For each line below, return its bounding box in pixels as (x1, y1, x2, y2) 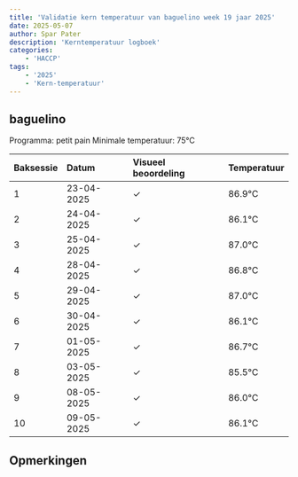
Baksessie (13, 161, 59, 174)
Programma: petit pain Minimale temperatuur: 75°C (9, 135, 195, 146)
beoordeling (132, 168, 185, 180)
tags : (9, 63, 29, 72)
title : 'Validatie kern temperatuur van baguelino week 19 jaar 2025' (9, 12, 276, 22)
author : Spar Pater (9, 29, 82, 38)
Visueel (132, 156, 166, 168)
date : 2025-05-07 (9, 21, 74, 30)
